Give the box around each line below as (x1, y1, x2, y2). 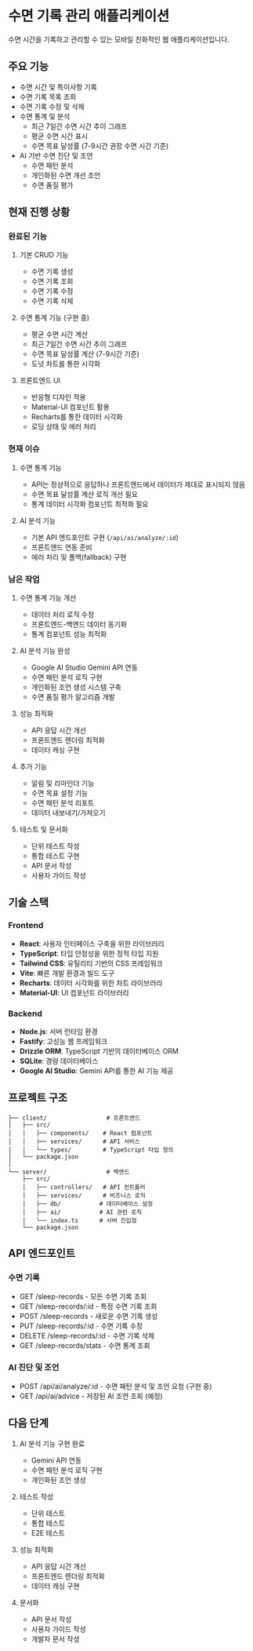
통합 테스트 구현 (31, 851, 80, 860)
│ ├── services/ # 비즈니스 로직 (22, 1191, 146, 1200)
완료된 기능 (8, 231, 48, 242)
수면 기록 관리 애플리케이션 (8, 7, 170, 25)
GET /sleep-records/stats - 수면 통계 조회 (19, 1340, 150, 1350)
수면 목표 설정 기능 (31, 788, 89, 798)
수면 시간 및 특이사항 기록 (19, 82, 98, 91)
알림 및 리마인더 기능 (31, 779, 95, 788)
